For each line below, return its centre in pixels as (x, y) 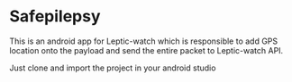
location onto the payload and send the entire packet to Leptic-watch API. (146, 50)
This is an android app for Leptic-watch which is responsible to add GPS (144, 41)
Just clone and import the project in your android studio (113, 68)
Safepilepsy (55, 16)
